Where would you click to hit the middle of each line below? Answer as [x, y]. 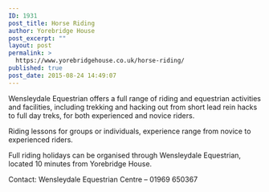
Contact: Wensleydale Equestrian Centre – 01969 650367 [103, 179]
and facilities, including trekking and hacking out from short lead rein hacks [133, 107]
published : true [35, 68]
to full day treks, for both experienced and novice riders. [102, 115]
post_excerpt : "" [37, 38]
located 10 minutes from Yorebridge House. [80, 163]
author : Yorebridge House [51, 31]
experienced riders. [41, 139]
